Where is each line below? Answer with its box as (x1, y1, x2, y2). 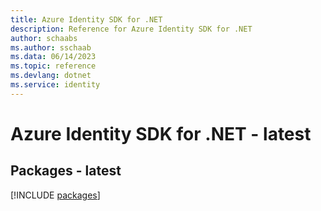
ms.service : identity (10, 80, 101, 90)
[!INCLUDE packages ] (10, 189, 101, 201)
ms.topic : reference (10, 61, 97, 71)
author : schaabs (10, 33, 78, 43)
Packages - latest (10, 162, 122, 180)
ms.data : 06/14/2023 (10, 52, 97, 62)
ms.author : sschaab (10, 42, 92, 53)
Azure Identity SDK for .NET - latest (10, 122, 312, 145)
